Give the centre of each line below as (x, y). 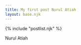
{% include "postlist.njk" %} (34, 28)
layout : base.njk (23, 14)
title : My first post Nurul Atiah (41, 10)
